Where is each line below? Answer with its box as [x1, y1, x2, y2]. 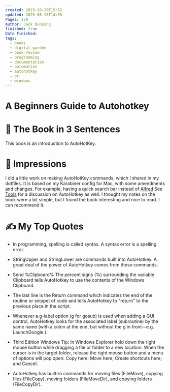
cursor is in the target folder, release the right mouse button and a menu [12, 349, 163, 356]
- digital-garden [10, 45, 47, 50]
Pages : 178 [5, 17, 28, 22]
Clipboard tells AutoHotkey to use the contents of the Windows [12, 277, 145, 283]
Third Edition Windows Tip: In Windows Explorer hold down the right [12, 339, 156, 345]
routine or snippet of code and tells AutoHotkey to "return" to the [12, 297, 149, 304]
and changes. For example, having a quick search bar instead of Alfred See [5, 186, 163, 192]
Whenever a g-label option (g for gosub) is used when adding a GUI [12, 313, 155, 319]
